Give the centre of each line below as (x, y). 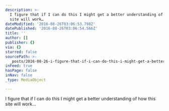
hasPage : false (21, 71)
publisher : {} (20, 43)
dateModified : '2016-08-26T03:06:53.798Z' (50, 24)
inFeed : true (19, 66)
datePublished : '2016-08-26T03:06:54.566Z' (52, 29)
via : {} (13, 47)
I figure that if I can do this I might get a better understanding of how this (80, 98)
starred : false (21, 52)
